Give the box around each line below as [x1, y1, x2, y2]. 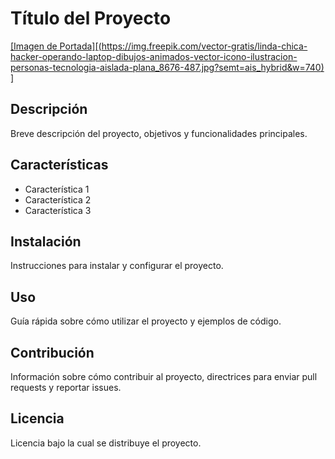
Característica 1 [24, 183, 90, 195]
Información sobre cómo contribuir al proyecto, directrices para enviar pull [10, 371, 318, 382]
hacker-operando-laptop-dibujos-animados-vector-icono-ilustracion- [10, 50, 298, 62]
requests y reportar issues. [10, 382, 122, 393]
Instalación [10, 233, 82, 250]
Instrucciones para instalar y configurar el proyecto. [10, 260, 224, 272]
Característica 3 [24, 204, 92, 216]
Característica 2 [24, 193, 92, 206]
